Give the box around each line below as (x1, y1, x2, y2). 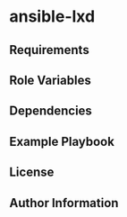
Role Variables (9, 72, 91, 87)
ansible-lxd (9, 6, 96, 27)
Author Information (9, 195, 119, 211)
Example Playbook (9, 133, 114, 149)
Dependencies (9, 104, 92, 119)
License (9, 165, 55, 180)
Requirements (9, 42, 89, 58)
